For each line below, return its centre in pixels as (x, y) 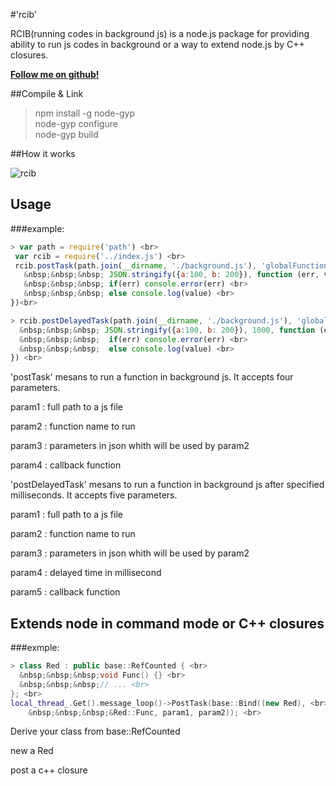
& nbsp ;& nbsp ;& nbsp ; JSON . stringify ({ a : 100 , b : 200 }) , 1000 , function (167, 330)
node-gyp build (66, 134)
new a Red (32, 751)
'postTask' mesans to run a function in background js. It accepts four (152, 377)
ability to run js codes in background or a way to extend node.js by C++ (157, 44)
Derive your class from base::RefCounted (95, 731)
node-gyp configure (76, 123)
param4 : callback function (66, 465)
